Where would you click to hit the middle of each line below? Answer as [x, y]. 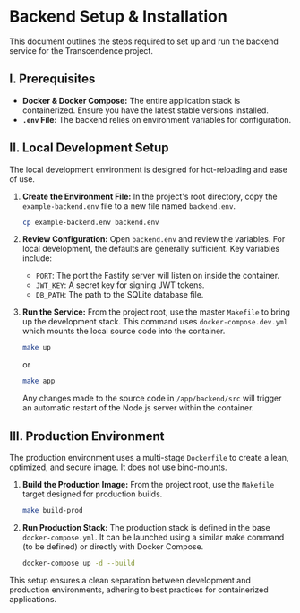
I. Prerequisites [52, 79]
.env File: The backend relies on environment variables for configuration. [157, 119]
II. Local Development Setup [89, 148]
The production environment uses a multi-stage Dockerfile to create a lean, [149, 458]
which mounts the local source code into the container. [124, 331]
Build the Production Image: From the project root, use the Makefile [148, 484]
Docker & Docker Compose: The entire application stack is [131, 100]
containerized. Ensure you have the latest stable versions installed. [145, 110]
